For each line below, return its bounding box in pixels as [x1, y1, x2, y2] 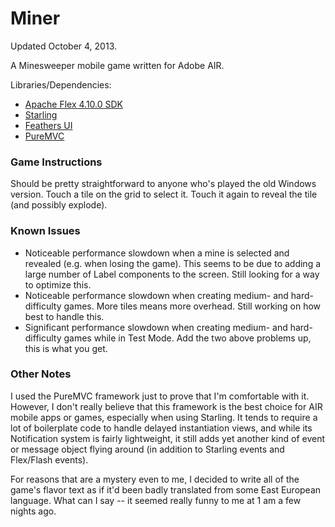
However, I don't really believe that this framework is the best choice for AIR [10, 400, 323, 412]
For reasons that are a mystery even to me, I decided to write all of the [10, 473, 300, 485]
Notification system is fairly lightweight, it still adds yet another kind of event [10, 432, 326, 444]
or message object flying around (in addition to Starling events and [10, 443, 285, 455]
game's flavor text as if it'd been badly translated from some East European [10, 483, 322, 496]
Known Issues [10, 224, 81, 238]
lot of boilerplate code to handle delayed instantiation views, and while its [10, 422, 313, 434]
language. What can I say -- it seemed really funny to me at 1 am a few [10, 494, 302, 506]
